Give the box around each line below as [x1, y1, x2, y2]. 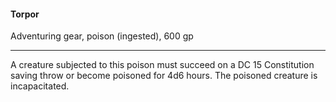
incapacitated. [10, 80, 70, 92]
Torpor [10, 8, 40, 20]
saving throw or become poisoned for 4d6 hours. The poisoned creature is [10, 70, 318, 82]
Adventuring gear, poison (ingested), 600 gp [10, 30, 194, 42]
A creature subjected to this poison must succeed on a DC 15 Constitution [10, 59, 315, 71]
